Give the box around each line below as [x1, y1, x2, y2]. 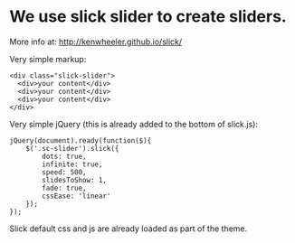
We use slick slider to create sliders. [9, 6, 287, 27]
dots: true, [42, 152, 88, 161]
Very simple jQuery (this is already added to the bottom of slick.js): [9, 118, 258, 129]
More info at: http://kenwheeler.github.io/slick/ [9, 36, 183, 47]
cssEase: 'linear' [42, 192, 111, 201]
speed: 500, [42, 167, 88, 177]
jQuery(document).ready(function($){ [9, 136, 152, 145]
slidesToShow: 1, [42, 175, 107, 184]
